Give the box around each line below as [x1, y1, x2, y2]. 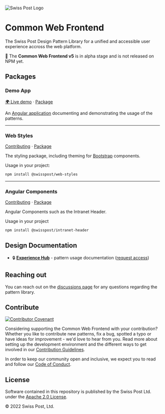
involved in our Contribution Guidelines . [5, 347, 85, 353]
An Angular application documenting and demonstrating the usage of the [5, 110, 153, 116]
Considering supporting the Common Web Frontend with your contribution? [5, 326, 158, 331]
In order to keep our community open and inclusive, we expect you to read [5, 356, 156, 362]
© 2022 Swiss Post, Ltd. [5, 403, 55, 410]
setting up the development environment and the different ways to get [5, 341, 147, 347]
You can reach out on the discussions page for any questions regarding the [5, 284, 158, 290]
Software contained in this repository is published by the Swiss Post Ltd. [5, 388, 151, 395]
